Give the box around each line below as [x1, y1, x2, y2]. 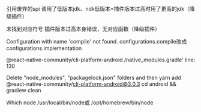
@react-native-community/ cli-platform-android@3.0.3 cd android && [6, 80, 177, 88]
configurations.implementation [6, 45, 82, 52]
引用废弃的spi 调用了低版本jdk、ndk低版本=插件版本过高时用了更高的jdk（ [6, 5, 190, 12]
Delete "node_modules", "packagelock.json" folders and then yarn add [6, 74, 181, 81]
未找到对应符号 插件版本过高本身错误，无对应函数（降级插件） [6, 26, 160, 32]
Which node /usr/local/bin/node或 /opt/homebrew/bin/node [6, 99, 154, 106]
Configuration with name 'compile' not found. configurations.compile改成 [6, 38, 187, 45]
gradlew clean [6, 87, 41, 94]
